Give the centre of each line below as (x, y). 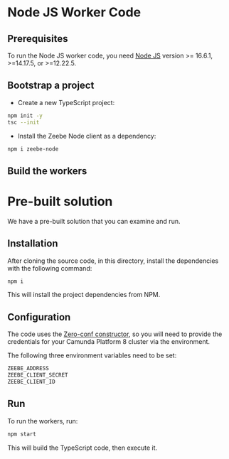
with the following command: (50, 268)
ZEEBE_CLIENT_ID (31, 382)
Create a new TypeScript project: (66, 102)
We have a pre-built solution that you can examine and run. (94, 221)
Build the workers (47, 171)
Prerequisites (38, 39)
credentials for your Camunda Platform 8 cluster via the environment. (109, 342)
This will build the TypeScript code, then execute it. (82, 448)
